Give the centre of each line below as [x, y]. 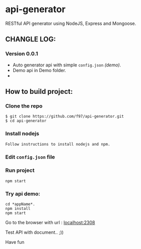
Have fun [15, 242]
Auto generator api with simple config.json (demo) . [67, 65]
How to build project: [39, 92]
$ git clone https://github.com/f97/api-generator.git [65, 117]
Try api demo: [23, 194]
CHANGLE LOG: [31, 39]
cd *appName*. [20, 204]
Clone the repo [24, 106]
